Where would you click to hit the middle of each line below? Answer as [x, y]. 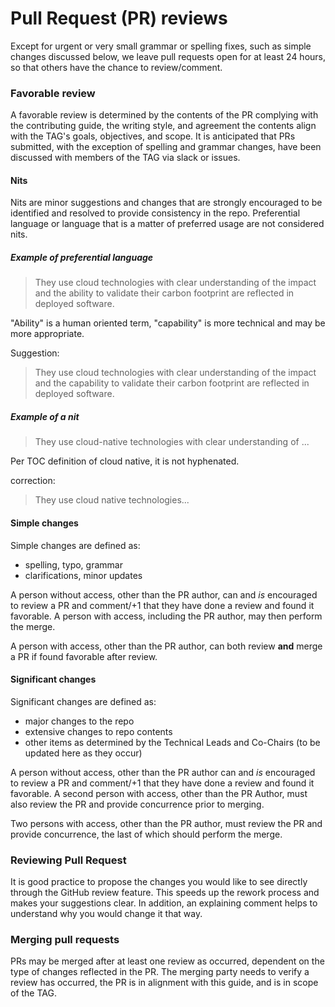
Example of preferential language [82, 258]
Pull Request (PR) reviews [119, 18]
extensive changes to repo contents [98, 731]
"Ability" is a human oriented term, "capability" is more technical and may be [168, 323]
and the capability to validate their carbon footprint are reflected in [172, 383]
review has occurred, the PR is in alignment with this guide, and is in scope [164, 983]
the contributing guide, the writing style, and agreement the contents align [163, 126]
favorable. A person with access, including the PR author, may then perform [166, 616]
